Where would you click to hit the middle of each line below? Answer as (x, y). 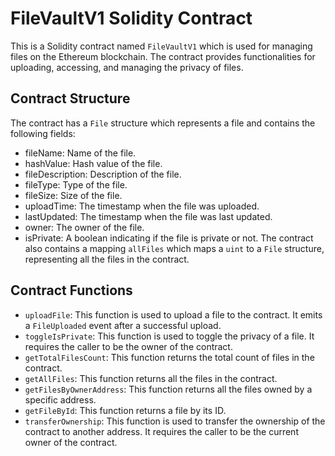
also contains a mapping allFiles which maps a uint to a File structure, (174, 248)
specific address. (60, 399)
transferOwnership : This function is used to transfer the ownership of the (175, 421)
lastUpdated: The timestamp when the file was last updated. (148, 216)
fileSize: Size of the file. (73, 195)
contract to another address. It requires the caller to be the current (161, 431)
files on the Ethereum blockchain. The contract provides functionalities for (163, 56)
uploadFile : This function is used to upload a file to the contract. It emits (173, 314)
